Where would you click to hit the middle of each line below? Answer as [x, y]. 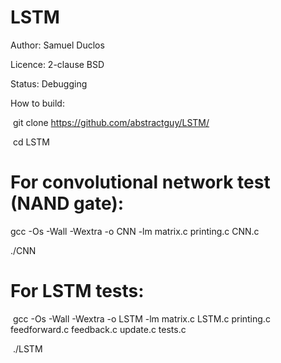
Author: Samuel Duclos [57, 45]
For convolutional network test [140, 182]
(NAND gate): [67, 203]
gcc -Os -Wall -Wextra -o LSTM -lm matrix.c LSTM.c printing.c [141, 318]
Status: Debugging [49, 83]
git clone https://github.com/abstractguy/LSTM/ [111, 122]
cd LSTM [31, 142]
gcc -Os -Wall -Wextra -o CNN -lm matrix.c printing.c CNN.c [135, 231]
